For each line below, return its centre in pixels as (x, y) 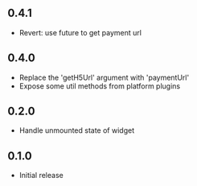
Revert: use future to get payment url (80, 32)
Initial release (41, 176)
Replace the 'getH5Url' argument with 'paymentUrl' (104, 77)
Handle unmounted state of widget (76, 130)
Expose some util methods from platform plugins (100, 86)
